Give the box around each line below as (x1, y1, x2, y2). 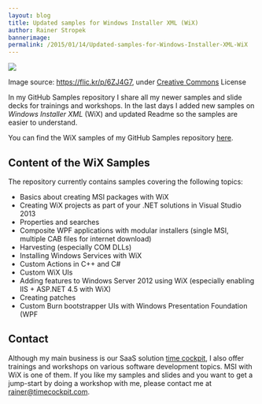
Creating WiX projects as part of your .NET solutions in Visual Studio (19, 200, 242, 210)
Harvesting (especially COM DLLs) (19, 242, 132, 252)
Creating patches (19, 293, 76, 302)
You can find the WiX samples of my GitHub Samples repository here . (8, 133, 234, 143)
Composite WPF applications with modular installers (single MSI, (19, 226, 230, 235)
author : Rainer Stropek (8, 26, 87, 34)
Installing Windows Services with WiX (19, 250, 142, 260)
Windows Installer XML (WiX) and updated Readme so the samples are (8, 110, 238, 119)
